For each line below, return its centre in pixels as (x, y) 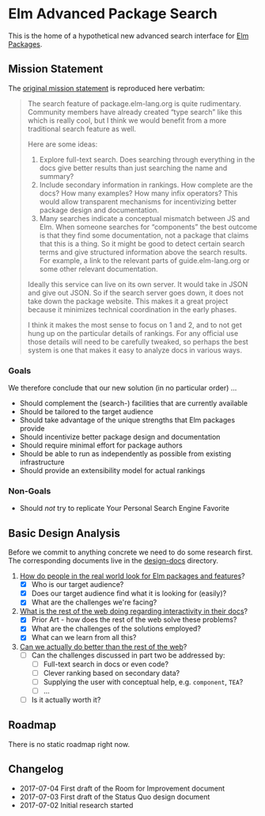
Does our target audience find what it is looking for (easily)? (129, 593)
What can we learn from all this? (84, 638)
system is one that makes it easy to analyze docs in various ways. (135, 350)
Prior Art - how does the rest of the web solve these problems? (134, 620)
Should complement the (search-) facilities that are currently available (133, 403)
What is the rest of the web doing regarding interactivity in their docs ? (134, 612)
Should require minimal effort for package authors (101, 445)
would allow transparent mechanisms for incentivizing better (138, 201)
